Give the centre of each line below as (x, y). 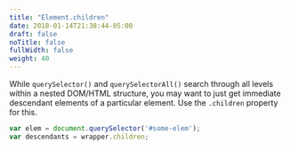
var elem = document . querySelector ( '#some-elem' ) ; (105, 129)
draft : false (33, 34)
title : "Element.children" (59, 17)
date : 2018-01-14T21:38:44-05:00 (71, 26)
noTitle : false (37, 42)
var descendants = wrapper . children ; (79, 137)
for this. (24, 112)
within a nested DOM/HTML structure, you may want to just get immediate (145, 93)
